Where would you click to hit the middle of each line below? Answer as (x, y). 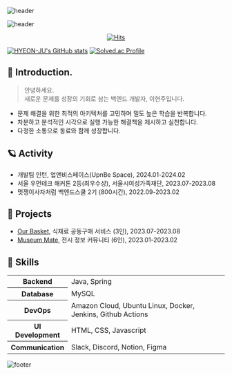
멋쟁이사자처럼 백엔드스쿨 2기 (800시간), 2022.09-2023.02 (98, 192)
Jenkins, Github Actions (110, 314)
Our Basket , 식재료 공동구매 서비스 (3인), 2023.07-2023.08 (99, 231)
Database (38, 294)
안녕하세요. (39, 90)
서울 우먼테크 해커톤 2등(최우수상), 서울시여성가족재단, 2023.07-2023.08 (116, 183)
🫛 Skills (23, 262)
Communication (38, 347)
